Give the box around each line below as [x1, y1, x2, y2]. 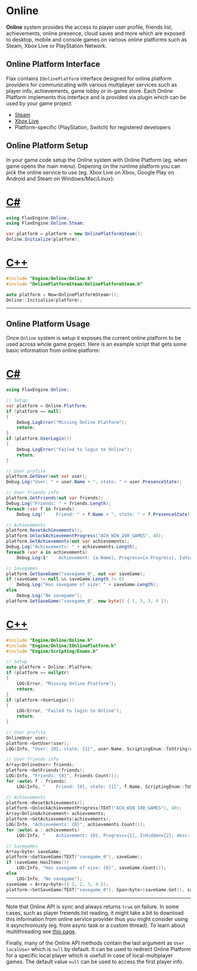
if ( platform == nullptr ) [6, 670, 69, 676]
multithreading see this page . [6, 928, 77, 935]
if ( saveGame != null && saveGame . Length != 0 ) [6, 576, 125, 582]
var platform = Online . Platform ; [6, 403, 88, 409]
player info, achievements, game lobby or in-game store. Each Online [6, 87, 173, 95]
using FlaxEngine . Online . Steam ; [6, 220, 85, 227]
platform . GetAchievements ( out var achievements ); [6, 538, 130, 544]
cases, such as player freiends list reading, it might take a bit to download [6, 909, 184, 916]
